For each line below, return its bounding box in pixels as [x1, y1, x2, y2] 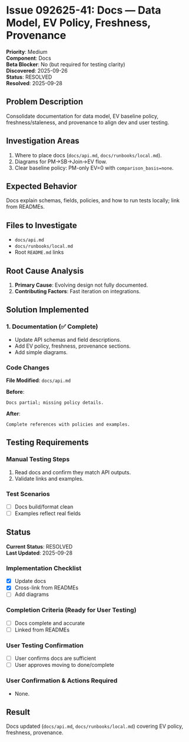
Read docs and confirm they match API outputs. [14, 468, 131, 476]
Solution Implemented [6, 305, 89, 315]
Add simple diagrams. [14, 348, 68, 355]
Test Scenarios [6, 490, 50, 498]
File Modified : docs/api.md [6, 377, 71, 384]
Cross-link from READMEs [14, 584, 78, 591]
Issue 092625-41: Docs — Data [6, 4, 161, 17]
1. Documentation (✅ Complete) [6, 323, 98, 331]
